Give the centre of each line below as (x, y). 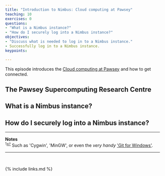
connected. (17, 74)
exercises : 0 (18, 19)
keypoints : (16, 50)
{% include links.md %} (29, 169)
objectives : (17, 37)
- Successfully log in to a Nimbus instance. (52, 46)
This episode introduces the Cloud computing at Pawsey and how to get (78, 69)
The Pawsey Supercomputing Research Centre (78, 89)
